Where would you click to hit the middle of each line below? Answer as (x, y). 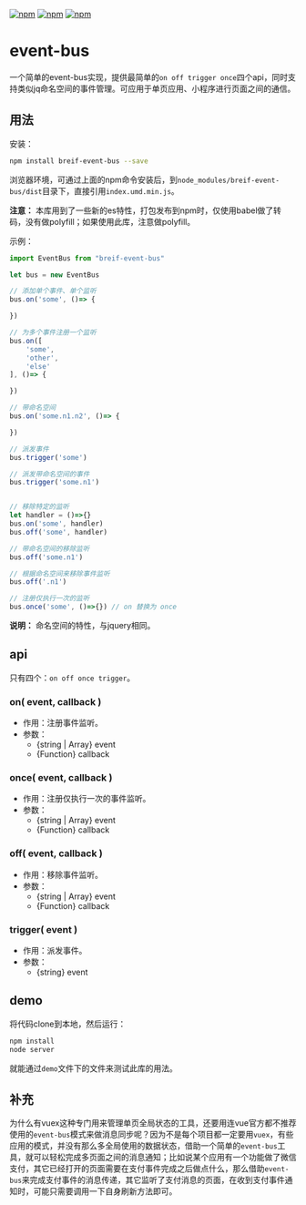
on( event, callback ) (56, 701)
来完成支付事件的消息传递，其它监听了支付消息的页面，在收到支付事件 (153, 1180)
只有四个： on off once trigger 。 (72, 678)
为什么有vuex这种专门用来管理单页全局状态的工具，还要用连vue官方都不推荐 (153, 1123)
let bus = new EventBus (55, 275)
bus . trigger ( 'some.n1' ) (55, 483)
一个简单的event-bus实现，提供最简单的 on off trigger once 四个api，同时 (149, 77)
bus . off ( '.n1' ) (38, 582)
